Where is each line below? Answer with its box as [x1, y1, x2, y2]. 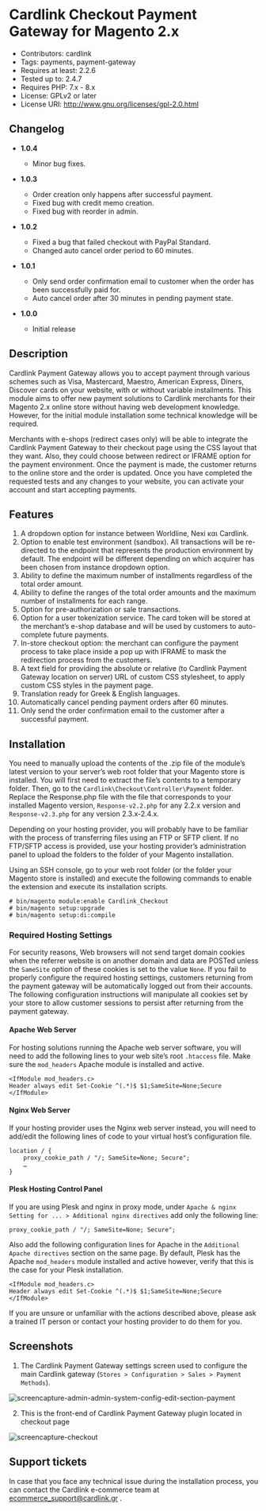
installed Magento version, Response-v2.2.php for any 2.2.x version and [9, 800, 241, 811]
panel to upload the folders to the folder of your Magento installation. [9, 850, 234, 859]
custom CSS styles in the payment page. [20, 680, 154, 690]
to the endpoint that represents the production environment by [49, 545, 253, 555]
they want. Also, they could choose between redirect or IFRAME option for [9, 451, 252, 461]
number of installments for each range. [20, 596, 148, 606]
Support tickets [9, 1455, 88, 1469]
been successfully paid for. [32, 284, 121, 295]
